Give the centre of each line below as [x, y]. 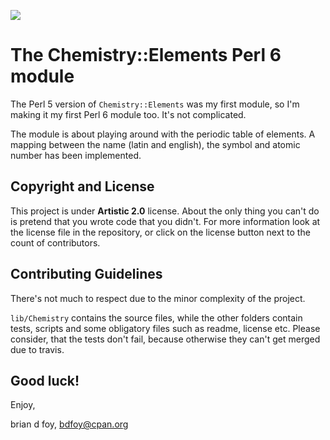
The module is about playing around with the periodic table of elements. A [163, 134]
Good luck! [45, 380]
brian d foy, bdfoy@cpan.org [69, 424]
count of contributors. [55, 242]
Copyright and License [82, 186]
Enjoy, [23, 405]
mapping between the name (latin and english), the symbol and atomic [155, 144]
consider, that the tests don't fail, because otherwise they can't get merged [165, 339]
